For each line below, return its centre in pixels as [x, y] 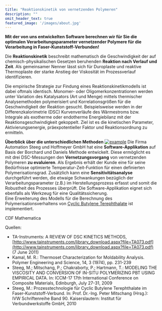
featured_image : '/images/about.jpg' [43, 23]
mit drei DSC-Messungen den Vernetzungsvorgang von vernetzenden [76, 157]
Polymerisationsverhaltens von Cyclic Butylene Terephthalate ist [69, 204]
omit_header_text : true [29, 18]
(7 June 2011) [25, 252]
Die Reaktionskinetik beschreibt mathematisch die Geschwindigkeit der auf [81, 57]
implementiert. [19, 209]
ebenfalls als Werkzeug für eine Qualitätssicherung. [56, 193]
